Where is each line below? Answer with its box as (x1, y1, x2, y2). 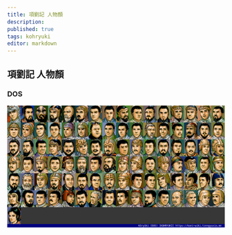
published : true (7, 25, 54, 32)
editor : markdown (7, 40, 57, 48)
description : (7, 18, 45, 25)
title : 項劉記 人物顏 (7, 11, 64, 18)
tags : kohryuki (7, 33, 51, 40)
